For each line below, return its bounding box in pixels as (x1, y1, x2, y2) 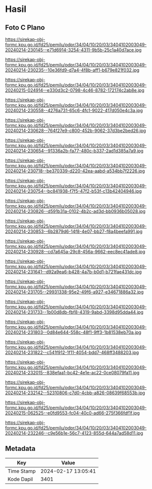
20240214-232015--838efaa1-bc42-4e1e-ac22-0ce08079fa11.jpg (5, 370, 140, 375)
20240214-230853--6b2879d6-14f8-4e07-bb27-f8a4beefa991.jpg (5, 228, 143, 234)
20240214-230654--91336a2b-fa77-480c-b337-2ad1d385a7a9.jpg (5, 148, 144, 153)
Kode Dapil (7, 476, 33, 483)
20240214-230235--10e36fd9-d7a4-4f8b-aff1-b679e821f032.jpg (5, 67, 140, 73)
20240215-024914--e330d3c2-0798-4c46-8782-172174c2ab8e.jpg (5, 87, 145, 93)
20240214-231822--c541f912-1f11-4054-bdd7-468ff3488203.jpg (5, 349, 139, 355)
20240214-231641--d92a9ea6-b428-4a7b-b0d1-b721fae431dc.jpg (5, 269, 142, 275)
